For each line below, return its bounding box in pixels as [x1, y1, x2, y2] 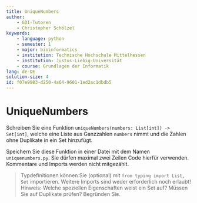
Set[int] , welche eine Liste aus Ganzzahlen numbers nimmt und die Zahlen [6, 130, 186, 137]
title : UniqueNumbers [6, 8, 59, 15]
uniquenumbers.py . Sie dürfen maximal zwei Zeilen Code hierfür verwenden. [6, 154, 189, 161]
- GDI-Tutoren [16, 19, 51, 25]
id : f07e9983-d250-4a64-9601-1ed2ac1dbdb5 [6, 80, 112, 86]
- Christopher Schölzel [16, 25, 75, 31]
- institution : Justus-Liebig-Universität [16, 57, 122, 63]
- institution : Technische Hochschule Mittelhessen [16, 52, 146, 58]
